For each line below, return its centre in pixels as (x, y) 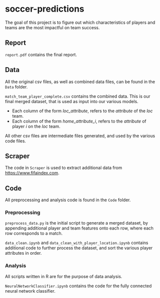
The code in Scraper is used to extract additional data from (64, 168)
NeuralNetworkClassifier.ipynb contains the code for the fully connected (78, 286)
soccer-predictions (45, 9)
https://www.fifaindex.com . (32, 173)
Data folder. (16, 87)
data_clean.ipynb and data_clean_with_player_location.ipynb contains (77, 243)
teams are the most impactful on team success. (53, 27)
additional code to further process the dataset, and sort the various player (79, 248)
